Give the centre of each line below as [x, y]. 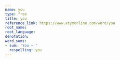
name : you [15, 9]
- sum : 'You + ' [21, 45]
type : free [16, 14]
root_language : [20, 32]
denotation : [17, 37]
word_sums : [16, 41]
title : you [16, 18]
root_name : [16, 28]
